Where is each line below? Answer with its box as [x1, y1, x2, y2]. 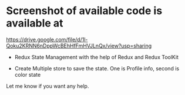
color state [14, 71, 41, 78]
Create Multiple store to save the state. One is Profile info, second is [14, 65, 180, 72]
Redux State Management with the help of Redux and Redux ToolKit [14, 53, 179, 60]
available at [6, 16, 63, 30]
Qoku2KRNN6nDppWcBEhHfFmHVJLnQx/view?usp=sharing [6, 42, 152, 49]
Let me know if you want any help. [6, 82, 89, 89]
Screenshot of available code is [6, 4, 163, 18]
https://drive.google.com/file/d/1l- [6, 36, 88, 43]
